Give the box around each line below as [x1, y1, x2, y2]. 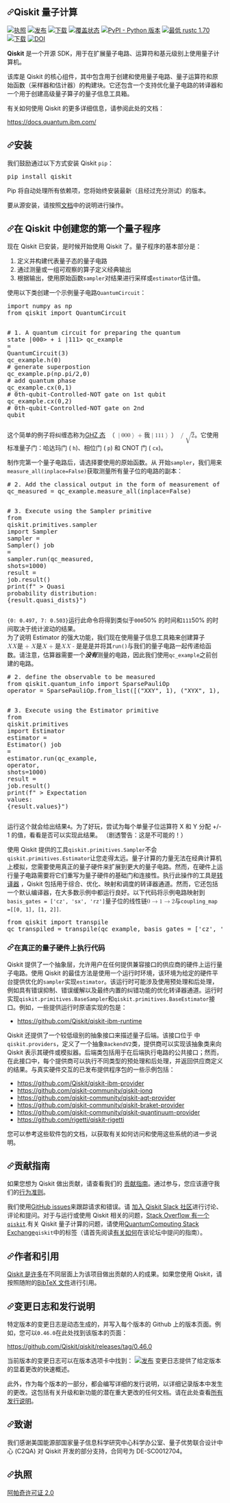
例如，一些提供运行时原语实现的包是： [18, 1003, 127, 1011]
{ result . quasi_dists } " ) [7, 596, 87, 604]
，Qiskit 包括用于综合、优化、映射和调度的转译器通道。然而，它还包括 [20, 880, 219, 888]
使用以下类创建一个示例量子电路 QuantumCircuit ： [7, 289, 146, 297]
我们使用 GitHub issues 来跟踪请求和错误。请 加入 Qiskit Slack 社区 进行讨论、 [7, 1203, 222, 1211]
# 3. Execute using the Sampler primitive [7, 507, 152, 515]
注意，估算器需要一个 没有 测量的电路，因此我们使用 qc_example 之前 [25, 651, 212, 659]
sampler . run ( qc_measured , [7, 555, 94, 563]
